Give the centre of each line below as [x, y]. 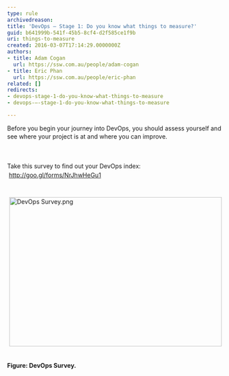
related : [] [24, 84]
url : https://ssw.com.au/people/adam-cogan [76, 64]
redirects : [23, 90]
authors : [19, 52]
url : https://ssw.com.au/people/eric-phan [75, 77]
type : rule [23, 13]
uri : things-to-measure [41, 39]
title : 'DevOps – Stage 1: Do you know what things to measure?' [102, 26]
